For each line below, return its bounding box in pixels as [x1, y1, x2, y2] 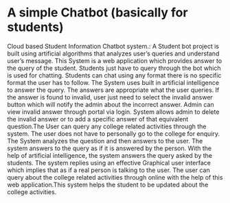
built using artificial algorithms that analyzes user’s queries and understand [7, 49, 220, 58]
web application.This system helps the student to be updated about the [7, 180, 209, 189]
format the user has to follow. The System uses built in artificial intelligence [7, 78, 220, 86]
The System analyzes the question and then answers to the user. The [7, 136, 203, 145]
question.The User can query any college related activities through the [7, 122, 207, 130]
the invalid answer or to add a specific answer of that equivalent [7, 115, 189, 123]
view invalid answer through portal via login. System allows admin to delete [7, 108, 220, 116]
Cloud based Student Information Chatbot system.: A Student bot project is [7, 42, 220, 50]
